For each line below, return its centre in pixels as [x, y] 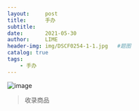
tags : [15, 59]
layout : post [33, 14]
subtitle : [22, 27]
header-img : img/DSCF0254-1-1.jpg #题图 [69, 46]
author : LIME [33, 40]
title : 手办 [32, 20]
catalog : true [28, 53]
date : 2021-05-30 [42, 33]
